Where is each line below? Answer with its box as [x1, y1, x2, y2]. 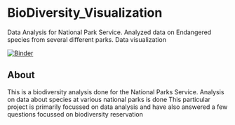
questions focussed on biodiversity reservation [7, 110, 144, 118]
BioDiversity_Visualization [7, 5, 163, 21]
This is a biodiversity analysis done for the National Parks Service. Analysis [7, 87, 224, 96]
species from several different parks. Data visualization [7, 35, 167, 43]
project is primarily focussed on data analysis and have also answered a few [7, 103, 228, 111]
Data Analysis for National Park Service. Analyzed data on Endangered [7, 28, 212, 36]
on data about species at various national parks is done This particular [7, 95, 210, 103]
